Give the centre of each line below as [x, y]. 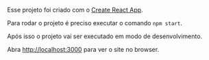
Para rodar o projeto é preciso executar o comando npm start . [95, 23]
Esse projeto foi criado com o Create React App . [75, 10]
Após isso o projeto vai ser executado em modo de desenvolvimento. [105, 36]
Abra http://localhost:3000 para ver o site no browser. [83, 49]
